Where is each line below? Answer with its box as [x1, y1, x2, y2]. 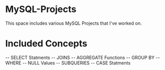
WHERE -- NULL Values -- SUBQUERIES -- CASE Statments [5, 59, 131, 66]
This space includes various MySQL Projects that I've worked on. [5, 20, 142, 26]
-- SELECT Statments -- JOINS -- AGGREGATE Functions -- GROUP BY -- [5, 54, 160, 60]
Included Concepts [5, 38, 88, 49]
